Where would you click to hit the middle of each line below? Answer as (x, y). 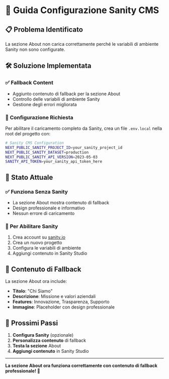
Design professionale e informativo (49, 208)
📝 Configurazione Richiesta (39, 117)
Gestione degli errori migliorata (45, 104)
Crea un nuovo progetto (37, 243)
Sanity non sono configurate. (35, 49)
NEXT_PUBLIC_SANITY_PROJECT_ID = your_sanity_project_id (64, 147)
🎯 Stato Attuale (29, 177)
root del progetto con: (28, 133)
